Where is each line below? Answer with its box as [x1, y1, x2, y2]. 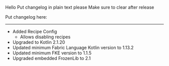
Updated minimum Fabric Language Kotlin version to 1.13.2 [12, 45, 134, 50]
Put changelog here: [5, 14, 47, 20]
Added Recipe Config [12, 29, 57, 34]
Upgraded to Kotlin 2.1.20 [12, 39, 65, 45]
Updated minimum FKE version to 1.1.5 [12, 50, 92, 56]
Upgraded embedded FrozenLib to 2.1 [12, 55, 91, 61]
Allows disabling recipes [20, 34, 71, 40]
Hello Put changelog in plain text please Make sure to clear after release [5, 5, 154, 10]
